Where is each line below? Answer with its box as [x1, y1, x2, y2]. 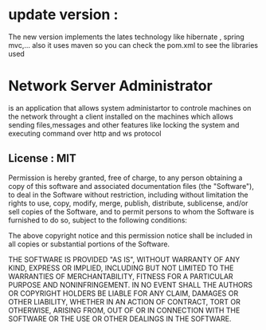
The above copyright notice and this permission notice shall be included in [8, 230, 252, 240]
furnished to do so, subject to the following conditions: [8, 215, 187, 225]
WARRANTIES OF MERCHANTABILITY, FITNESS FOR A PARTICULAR [8, 271, 233, 281]
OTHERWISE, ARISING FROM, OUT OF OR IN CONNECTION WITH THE [8, 305, 241, 315]
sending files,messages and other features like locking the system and [8, 120, 240, 129]
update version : [8, 6, 119, 24]
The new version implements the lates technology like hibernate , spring [8, 32, 244, 41]
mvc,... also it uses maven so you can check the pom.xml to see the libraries [8, 40, 259, 49]
